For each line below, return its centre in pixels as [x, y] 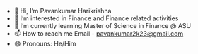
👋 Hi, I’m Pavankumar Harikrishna [63, 11]
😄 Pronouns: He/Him [45, 43]
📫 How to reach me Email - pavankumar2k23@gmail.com [99, 34]
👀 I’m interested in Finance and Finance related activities [96, 18]
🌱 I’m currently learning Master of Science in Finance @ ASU [103, 26]
